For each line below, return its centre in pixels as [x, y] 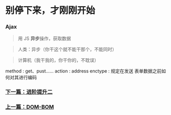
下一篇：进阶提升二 [29, 92]
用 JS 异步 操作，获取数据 [44, 38]
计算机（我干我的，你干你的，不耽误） [58, 60]
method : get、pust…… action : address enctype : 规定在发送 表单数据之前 [83, 71]
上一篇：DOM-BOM [30, 107]
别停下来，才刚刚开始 [50, 10]
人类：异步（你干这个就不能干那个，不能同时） [67, 50]
